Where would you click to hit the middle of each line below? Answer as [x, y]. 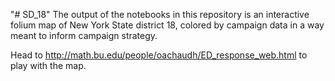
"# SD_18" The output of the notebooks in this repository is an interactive [160, 14]
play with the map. [48, 65]
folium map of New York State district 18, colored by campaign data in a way [167, 25]
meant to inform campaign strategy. [84, 35]
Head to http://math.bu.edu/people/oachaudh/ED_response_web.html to [159, 55]
